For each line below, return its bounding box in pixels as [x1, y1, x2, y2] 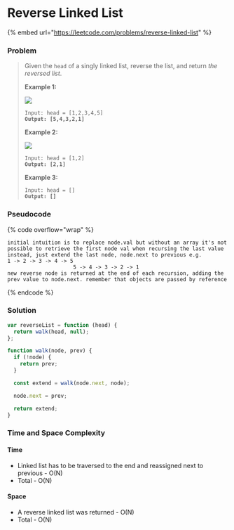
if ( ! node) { [13, 354, 52, 361]
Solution [7, 306, 37, 316]
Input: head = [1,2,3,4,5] [24, 110, 104, 117]
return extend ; [13, 405, 58, 412]
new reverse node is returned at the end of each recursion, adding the [7, 269, 224, 277]
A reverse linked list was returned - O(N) [17, 508, 135, 516]
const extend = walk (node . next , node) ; [13, 380, 130, 387]
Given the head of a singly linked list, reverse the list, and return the [24, 62, 218, 70]
